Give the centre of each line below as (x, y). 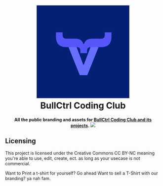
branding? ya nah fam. (28, 178)
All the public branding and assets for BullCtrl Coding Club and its (83, 119)
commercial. (18, 163)
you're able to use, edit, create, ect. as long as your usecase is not (73, 158)
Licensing (20, 141)
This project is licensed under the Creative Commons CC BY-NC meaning (80, 153)
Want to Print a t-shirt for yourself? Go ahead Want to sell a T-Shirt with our (81, 173)
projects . (80, 125)
